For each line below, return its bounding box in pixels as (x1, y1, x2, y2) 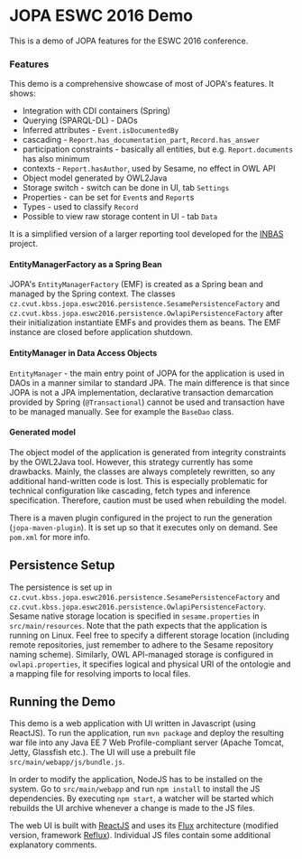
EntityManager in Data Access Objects (9, 348, 158, 359)
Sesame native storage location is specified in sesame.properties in (9, 611, 260, 621)
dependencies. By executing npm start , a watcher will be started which (9, 793, 274, 804)
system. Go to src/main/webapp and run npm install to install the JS (9, 783, 261, 795)
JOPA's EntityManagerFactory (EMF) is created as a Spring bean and (9, 279, 264, 290)
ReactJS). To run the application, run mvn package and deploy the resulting (9, 728, 284, 739)
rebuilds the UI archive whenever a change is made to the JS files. (9, 803, 255, 814)
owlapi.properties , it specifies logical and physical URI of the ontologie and (9, 658, 291, 669)
